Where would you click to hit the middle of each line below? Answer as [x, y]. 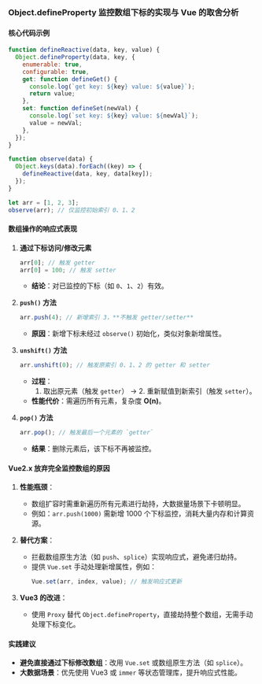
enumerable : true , [52, 65]
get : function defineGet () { [70, 79]
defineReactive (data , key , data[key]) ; [88, 174]
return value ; [52, 94]
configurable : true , [56, 72]
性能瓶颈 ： [37, 487]
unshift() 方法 [43, 350]
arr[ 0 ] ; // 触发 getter [57, 263]
